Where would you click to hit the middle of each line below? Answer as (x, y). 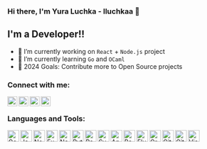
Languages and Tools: (46, 118)
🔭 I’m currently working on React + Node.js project (91, 51)
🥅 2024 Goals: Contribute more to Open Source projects (100, 66)
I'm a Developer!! (46, 34)
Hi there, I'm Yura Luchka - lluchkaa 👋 (74, 11)
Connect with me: (39, 84)
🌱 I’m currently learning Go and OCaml (71, 59)
